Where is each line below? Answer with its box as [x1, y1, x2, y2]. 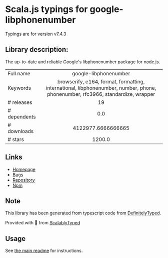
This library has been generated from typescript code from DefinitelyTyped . [5, 210, 161, 216]
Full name [7, 70, 31, 77]
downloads [7, 127, 34, 135]
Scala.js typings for [5, 4, 88, 15]
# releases [7, 99, 32, 106]
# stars [7, 136, 24, 143]
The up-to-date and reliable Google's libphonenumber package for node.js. [5, 59, 160, 65]
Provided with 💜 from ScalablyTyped [5, 220, 80, 226]
